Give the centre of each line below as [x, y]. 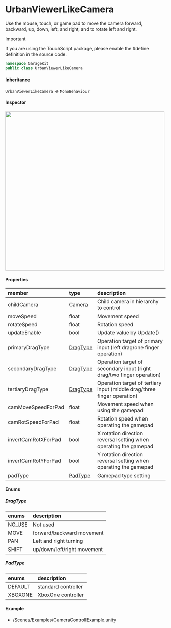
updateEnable [24, 333]
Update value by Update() [128, 333]
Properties [17, 279]
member [18, 293]
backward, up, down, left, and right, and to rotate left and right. [71, 29]
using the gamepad [120, 410]
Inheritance [18, 80]
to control [109, 308]
